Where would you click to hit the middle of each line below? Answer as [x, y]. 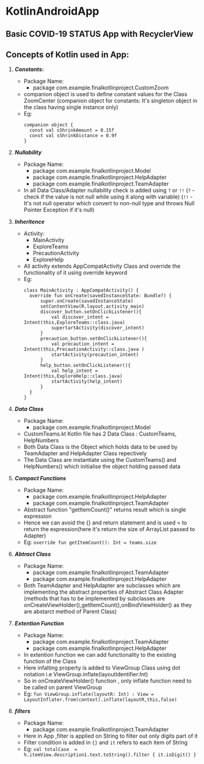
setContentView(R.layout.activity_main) [92, 307]
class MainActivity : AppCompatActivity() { [81, 290]
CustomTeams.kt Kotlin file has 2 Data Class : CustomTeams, [100, 434]
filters [23, 711]
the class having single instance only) [71, 107]
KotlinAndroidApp [53, 11]
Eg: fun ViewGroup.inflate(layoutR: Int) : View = [89, 694]
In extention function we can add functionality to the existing [100, 655]
